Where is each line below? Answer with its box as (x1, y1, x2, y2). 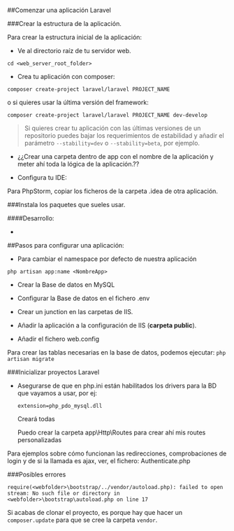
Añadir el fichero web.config (17, 335, 100, 343)
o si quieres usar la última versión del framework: (7, 98, 149, 106)
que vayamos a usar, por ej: (17, 389, 98, 397)
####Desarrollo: (7, 214, 54, 222)
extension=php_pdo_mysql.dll (17, 402, 103, 409)
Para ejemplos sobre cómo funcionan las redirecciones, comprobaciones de (7, 449, 227, 458)
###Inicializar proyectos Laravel (7, 368, 100, 376)
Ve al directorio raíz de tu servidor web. (17, 47, 131, 55)
